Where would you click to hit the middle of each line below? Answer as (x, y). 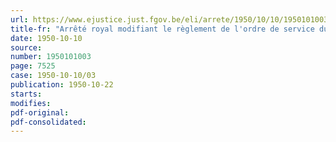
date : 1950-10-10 (46, 38)
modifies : (31, 103)
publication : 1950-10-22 (62, 85)
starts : (26, 94)
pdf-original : (40, 112)
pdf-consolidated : (48, 122)
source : (26, 47)
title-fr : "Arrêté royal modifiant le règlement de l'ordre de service (162, 29)
